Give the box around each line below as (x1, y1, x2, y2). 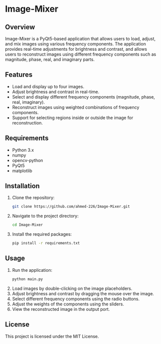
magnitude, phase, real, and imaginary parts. (5, 57, 95, 62)
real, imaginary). (12, 99, 45, 105)
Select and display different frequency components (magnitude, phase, (12, 94, 155, 100)
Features (5, 71, 33, 79)
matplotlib (12, 167, 33, 174)
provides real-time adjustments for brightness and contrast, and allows (5, 46, 147, 52)
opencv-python (12, 157, 43, 163)
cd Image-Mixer (12, 223, 43, 227)
